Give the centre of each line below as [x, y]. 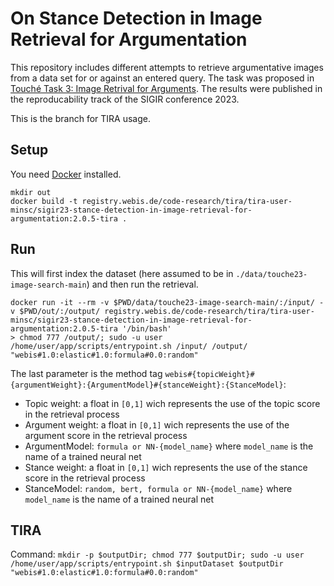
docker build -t [44, 201]
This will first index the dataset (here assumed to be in [122, 273]
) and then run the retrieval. [142, 284]
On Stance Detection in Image [136, 18]
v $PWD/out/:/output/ [55, 311]
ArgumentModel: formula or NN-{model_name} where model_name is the [169, 446]
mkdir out [31, 192]
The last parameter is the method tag [86, 373]
